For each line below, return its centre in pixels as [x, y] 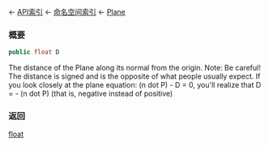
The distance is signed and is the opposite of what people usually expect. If [134, 76]
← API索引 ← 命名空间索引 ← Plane [67, 12]
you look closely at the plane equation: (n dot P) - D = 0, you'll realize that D [135, 85]
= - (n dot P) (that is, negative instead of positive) [91, 94]
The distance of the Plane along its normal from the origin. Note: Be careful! [134, 68]
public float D [34, 52]
